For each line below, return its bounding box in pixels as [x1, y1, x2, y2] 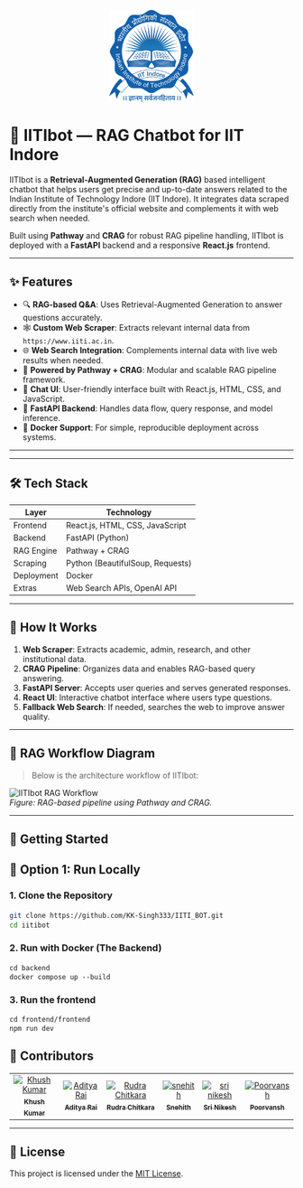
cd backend [9, 963, 50, 972]
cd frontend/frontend [9, 1015, 91, 1024]
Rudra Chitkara [106, 1103, 155, 1112]
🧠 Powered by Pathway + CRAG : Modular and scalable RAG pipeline [22, 364, 277, 375]
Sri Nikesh [203, 1103, 237, 1112]
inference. [22, 412, 61, 423]
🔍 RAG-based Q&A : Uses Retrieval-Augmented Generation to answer [22, 299, 283, 310]
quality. [22, 711, 50, 722]
